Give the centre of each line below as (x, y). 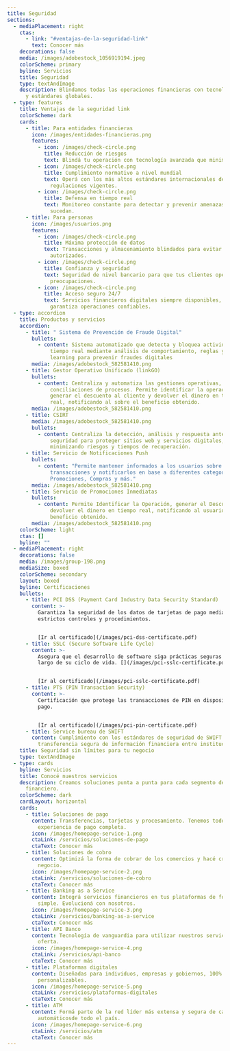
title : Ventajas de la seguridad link (75, 109)
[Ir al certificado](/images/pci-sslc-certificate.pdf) (119, 681)
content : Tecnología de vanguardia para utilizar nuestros (118, 935)
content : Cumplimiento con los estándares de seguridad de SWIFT (127, 738)
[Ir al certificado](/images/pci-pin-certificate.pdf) (117, 725)
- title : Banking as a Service (70, 891)
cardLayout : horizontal (53, 802)
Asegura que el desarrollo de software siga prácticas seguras (130, 656)
